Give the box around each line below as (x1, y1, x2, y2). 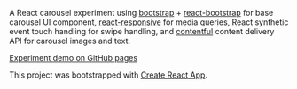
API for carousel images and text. (9, 35, 131, 46)
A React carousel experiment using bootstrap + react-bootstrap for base (9, 8, 274, 18)
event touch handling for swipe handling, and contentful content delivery (9, 26, 275, 36)
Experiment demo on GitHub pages (9, 53, 138, 63)
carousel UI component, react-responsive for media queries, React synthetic (9, 17, 289, 27)
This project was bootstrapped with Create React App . (9, 70, 208, 80)
